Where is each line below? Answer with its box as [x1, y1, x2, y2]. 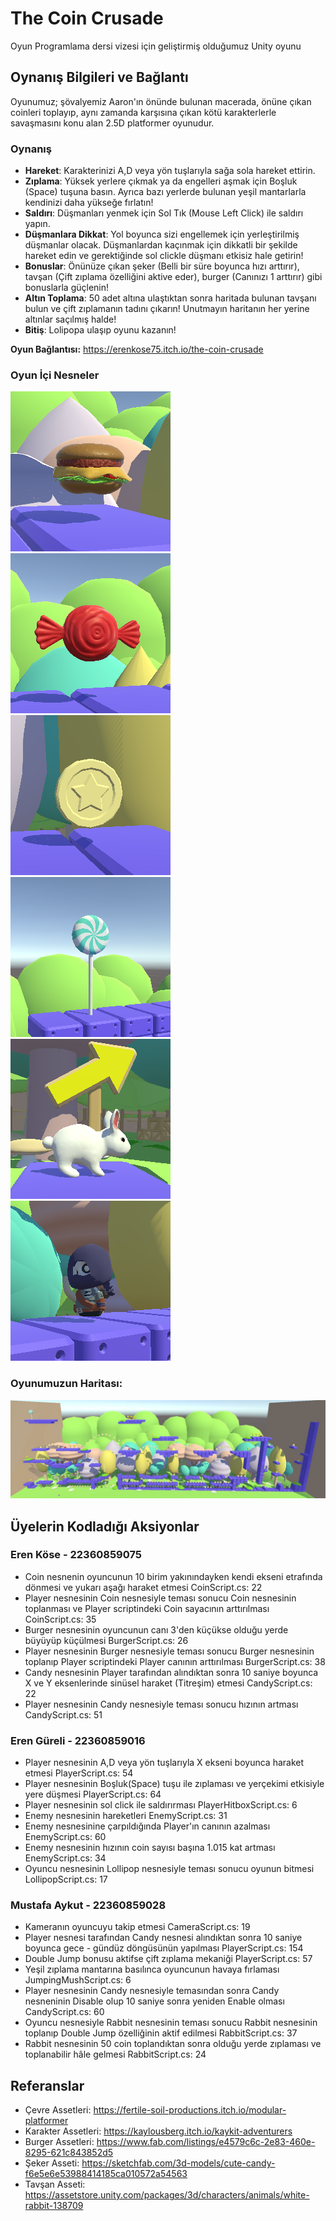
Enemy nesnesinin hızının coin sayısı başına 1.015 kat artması [24, 1842, 276, 1854]
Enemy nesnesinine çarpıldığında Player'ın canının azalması [24, 1820, 271, 1832]
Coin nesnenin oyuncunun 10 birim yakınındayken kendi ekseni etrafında [24, 1570, 323, 1582]
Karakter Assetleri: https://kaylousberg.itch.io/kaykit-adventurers [24, 2125, 293, 2137]
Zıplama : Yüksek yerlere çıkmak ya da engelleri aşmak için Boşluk [24, 175, 298, 187]
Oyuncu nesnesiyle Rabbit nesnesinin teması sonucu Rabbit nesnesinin [24, 2017, 318, 2029]
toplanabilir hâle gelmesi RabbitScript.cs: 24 [24, 2048, 207, 2061]
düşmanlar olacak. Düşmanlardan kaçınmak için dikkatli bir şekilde [24, 239, 298, 251]
